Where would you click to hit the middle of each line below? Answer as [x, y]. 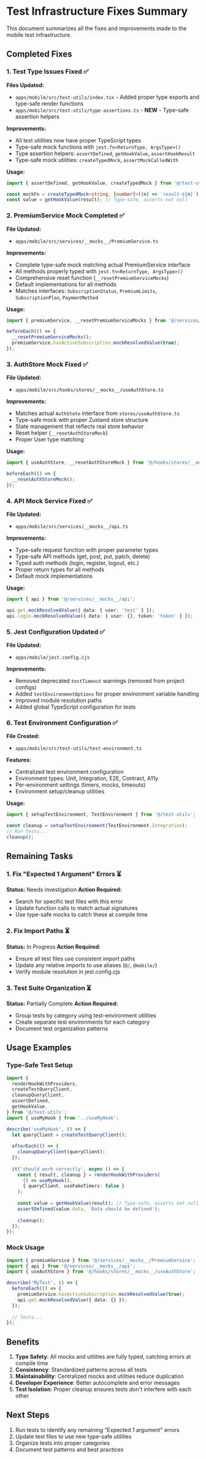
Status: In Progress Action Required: [54, 946]
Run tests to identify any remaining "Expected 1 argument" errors [97, 1430]
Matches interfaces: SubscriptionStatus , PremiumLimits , [86, 290]
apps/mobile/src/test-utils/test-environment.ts [78, 749]
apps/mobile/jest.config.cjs [52, 657]
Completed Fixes [39, 54]
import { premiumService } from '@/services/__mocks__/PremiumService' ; [101, 1260]
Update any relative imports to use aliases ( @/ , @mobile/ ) [86, 965]
